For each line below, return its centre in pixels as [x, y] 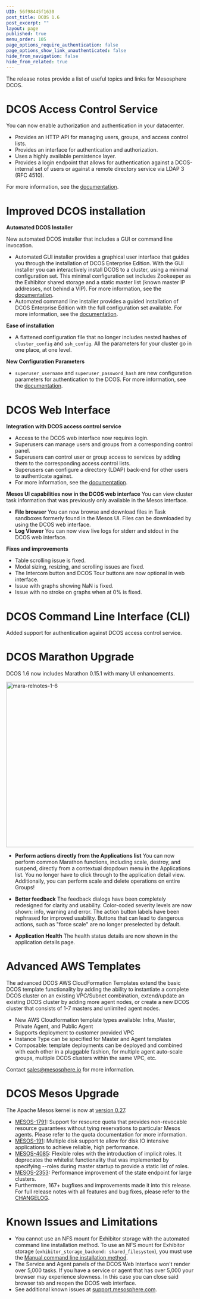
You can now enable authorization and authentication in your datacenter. [95, 125]
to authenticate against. [44, 476]
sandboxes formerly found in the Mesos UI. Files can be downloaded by [103, 518]
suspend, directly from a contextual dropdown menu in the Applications [102, 868]
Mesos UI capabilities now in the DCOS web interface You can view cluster [99, 494]
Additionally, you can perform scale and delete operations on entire [97, 881]
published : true [26, 34]
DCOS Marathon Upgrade [70, 657]
